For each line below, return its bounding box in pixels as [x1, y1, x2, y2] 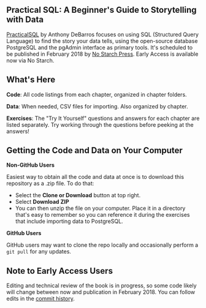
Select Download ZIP [15, 198, 69, 206]
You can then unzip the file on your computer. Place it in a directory [15, 205, 186, 212]
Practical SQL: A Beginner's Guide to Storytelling [6, 5, 197, 15]
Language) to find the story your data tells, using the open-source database [6, 37, 198, 45]
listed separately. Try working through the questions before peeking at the [6, 121, 194, 128]
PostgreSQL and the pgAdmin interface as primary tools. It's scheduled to [6, 43, 193, 51]
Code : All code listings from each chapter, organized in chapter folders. [6, 91, 187, 98]
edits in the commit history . [6, 295, 75, 302]
